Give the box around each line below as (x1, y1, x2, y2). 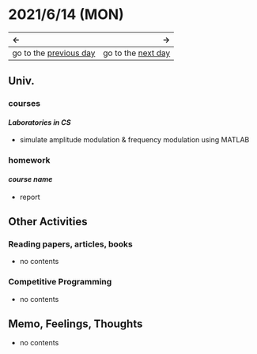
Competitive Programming (8, 277, 112, 288)
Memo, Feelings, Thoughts (8, 317, 143, 330)
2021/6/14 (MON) (8, 6, 124, 24)
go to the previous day (12, 47, 96, 58)
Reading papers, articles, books (8, 239, 133, 250)
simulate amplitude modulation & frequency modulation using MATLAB (19, 135, 250, 145)
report (19, 192, 41, 201)
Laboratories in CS (8, 117, 71, 127)
